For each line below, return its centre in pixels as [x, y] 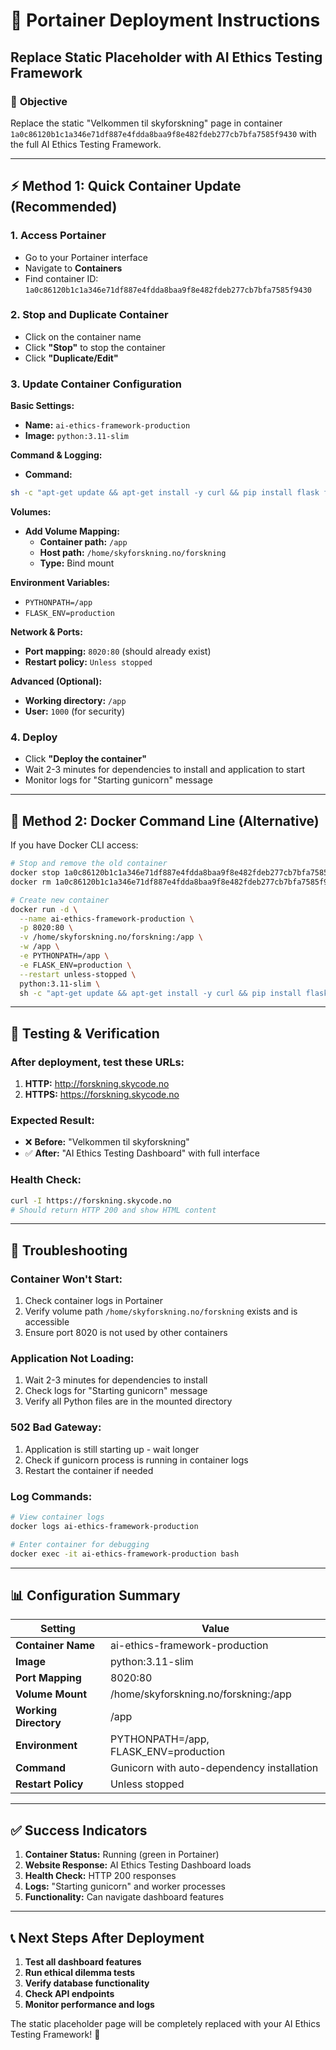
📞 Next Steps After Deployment [107, 1937]
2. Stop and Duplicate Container [89, 315]
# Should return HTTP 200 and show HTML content [113, 1210]
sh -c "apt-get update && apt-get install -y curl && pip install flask [165, 493]
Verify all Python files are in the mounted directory [128, 1401]
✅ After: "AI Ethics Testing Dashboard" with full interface [142, 1153]
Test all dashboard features [83, 1961]
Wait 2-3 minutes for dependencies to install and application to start [164, 770]
